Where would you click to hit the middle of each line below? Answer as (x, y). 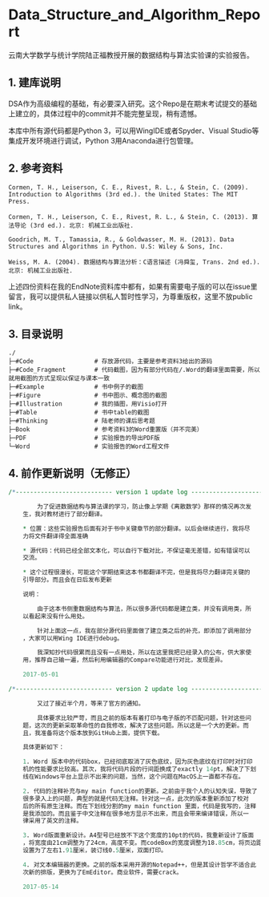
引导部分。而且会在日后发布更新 (67, 580)
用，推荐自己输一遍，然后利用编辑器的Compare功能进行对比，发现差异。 (124, 660)
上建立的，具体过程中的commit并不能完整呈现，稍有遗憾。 (105, 113)
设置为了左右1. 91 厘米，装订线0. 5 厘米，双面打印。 (95, 851)
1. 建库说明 (35, 83)
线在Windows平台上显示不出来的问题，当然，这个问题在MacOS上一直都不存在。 (134, 777)
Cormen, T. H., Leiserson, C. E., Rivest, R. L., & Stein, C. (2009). (128, 187)
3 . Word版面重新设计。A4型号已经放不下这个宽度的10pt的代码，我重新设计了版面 (139, 835)
